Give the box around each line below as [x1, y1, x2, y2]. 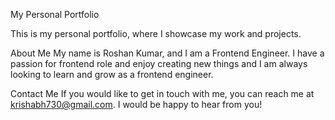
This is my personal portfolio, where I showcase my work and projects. [10, 28, 302, 39]
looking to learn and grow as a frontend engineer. [10, 69, 214, 80]
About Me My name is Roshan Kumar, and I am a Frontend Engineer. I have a [10, 47, 325, 59]
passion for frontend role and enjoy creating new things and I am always [10, 58, 308, 69]
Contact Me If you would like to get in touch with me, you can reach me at [10, 88, 315, 99]
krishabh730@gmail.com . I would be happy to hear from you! [10, 99, 263, 110]
